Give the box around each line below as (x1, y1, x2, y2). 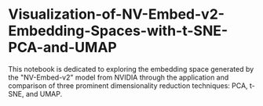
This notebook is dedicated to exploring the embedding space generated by (8, 64, 254, 73)
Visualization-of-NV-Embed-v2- (8, 5, 225, 23)
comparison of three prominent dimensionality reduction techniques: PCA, (8, 80, 249, 90)
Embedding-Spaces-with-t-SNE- (8, 22, 228, 40)
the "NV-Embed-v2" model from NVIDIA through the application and (8, 72, 229, 82)
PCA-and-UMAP (8, 39, 118, 56)
